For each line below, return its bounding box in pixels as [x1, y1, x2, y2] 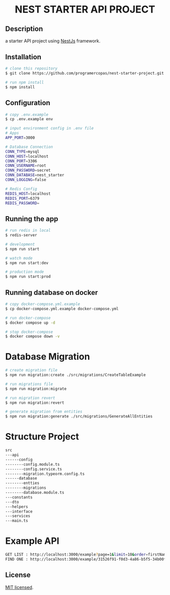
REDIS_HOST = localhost [5, 191, 51, 196]
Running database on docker [5, 288, 98, 296]
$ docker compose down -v [5, 334, 60, 339]
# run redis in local [5, 228, 51, 233]
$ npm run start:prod [5, 274, 51, 279]
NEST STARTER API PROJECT [15, 3, 155, 15]
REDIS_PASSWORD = [5, 200, 39, 205]
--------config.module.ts [5, 461, 60, 467]
